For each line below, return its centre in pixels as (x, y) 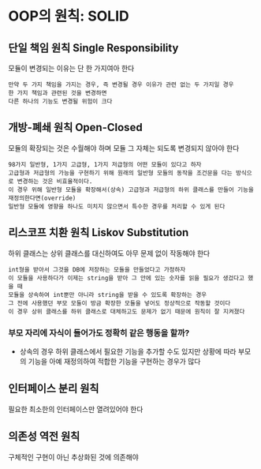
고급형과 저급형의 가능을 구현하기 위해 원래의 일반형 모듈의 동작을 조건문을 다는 (120, 173)
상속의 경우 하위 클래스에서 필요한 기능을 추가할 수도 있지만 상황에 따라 (128, 351)
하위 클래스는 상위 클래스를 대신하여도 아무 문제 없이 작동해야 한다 (109, 253)
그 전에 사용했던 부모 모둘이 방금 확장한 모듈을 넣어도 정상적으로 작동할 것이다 (119, 303)
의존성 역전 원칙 (44, 436)
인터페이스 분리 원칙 (54, 389)
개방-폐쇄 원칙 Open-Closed (76, 128)
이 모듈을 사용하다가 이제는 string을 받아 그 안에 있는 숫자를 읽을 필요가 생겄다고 (126, 278)
